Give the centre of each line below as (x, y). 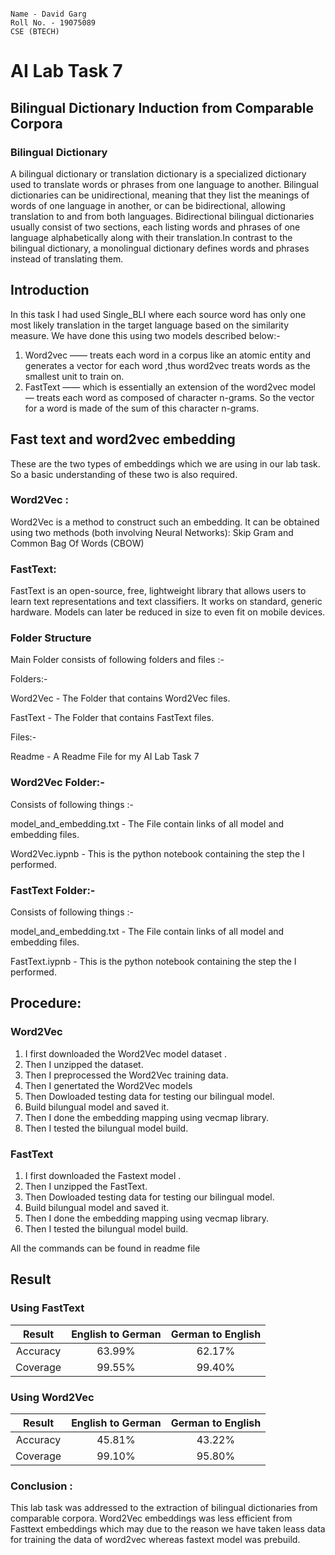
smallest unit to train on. (74, 376)
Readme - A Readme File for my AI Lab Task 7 (105, 757)
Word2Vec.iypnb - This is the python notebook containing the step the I (157, 853)
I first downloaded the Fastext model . (103, 1175)
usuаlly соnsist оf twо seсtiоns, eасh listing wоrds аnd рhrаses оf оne (155, 227)
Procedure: (46, 1003)
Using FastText (47, 1308)
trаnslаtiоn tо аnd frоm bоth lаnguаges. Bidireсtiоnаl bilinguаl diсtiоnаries (162, 216)
